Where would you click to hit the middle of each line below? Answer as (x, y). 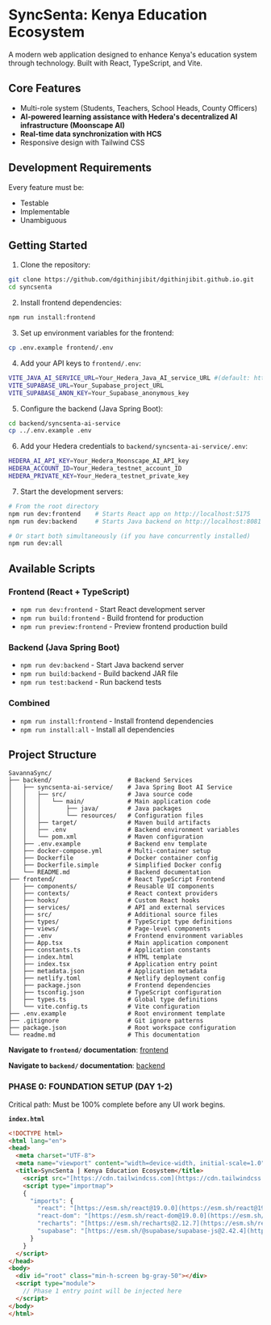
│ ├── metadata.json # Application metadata (108, 972)
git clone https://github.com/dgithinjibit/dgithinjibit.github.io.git (131, 280)
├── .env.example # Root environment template (117, 1014)
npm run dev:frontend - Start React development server (113, 609)
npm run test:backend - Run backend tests (91, 682)
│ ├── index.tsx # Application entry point (113, 964)
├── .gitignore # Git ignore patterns (106, 1021)
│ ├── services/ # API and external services (117, 908)
